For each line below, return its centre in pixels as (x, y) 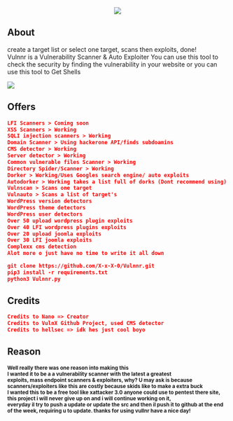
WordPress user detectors (45, 214)
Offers (22, 107)
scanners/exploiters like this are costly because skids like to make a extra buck (105, 386)
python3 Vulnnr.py (34, 279)
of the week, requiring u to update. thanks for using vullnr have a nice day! (99, 410)
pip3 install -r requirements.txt (58, 272)
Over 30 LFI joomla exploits (50, 240)
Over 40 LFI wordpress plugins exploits (67, 227)
